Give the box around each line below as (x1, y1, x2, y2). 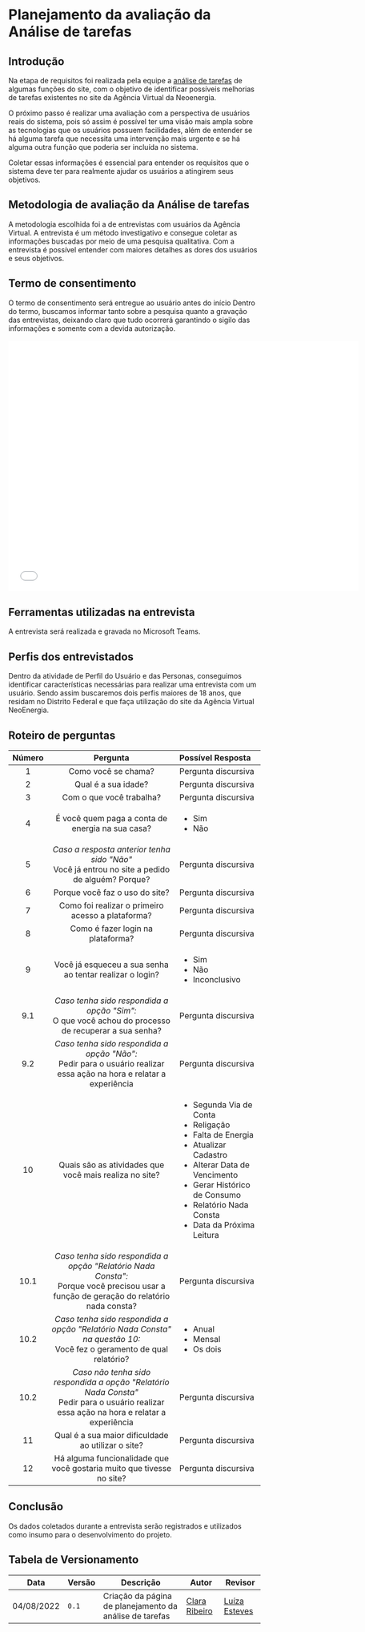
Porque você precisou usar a (57, 1280, 166, 1291)
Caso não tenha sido (71, 1367, 151, 1378)
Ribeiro (186, 1605, 214, 1616)
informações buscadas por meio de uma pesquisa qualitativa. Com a (8, 236, 235, 246)
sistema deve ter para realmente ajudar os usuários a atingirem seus (8, 167, 234, 175)
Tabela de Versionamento (8, 1553, 139, 1567)
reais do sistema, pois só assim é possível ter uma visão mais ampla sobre (8, 117, 254, 126)
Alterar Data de (193, 1159, 251, 1171)
